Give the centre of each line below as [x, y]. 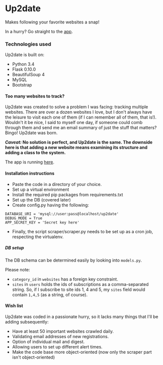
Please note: [18, 269]
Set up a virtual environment [41, 189]
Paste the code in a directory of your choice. [57, 184]
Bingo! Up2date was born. [31, 133]
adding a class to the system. [35, 153]
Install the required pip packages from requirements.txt [68, 194]
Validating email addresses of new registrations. [60, 336]
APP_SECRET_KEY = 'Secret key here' [42, 223]
